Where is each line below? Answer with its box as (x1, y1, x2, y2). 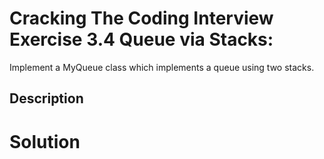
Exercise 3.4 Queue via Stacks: (9, 28, 274, 51)
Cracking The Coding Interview (9, 7, 274, 30)
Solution (9, 130, 81, 153)
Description (9, 90, 84, 107)
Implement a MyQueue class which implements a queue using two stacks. (9, 61, 315, 73)
